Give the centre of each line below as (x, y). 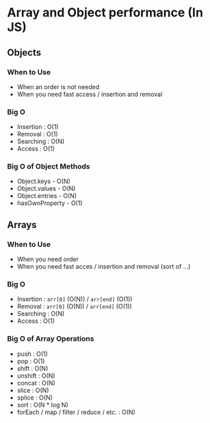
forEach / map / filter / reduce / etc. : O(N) (76, 412)
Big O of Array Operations (51, 339)
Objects (24, 52)
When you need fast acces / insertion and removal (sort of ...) (104, 267)
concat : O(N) (36, 383)
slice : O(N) (33, 390)
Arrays (22, 225)
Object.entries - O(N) (47, 196)
